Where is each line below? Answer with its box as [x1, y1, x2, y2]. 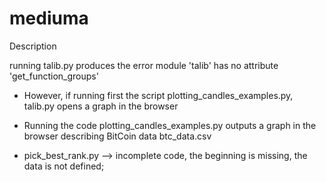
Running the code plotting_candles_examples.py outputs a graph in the [23, 119, 317, 131]
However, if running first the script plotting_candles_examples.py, [23, 89, 294, 101]
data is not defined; [23, 160, 105, 172]
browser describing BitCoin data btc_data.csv [23, 130, 212, 142]
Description [9, 40, 57, 52]
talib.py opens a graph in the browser [23, 100, 179, 112]
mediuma [9, 7, 89, 30]
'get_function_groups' [9, 70, 99, 82]
